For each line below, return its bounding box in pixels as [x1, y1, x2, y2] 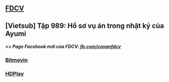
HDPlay [5, 70, 24, 77]
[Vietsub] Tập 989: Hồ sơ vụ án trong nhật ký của [5, 21, 164, 30]
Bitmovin [5, 56, 28, 63]
